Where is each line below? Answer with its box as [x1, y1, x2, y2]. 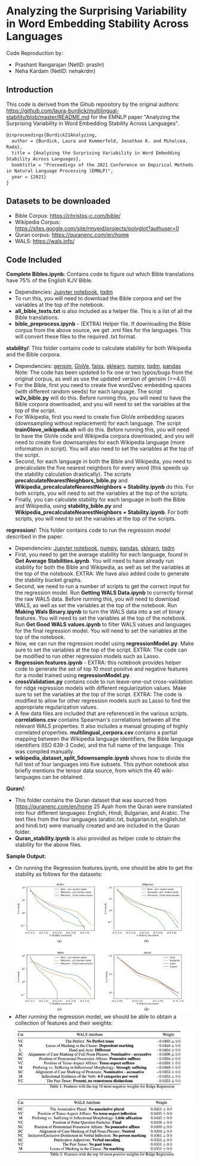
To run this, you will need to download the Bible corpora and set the [14, 295, 182, 302]
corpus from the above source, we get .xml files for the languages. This [14, 327, 191, 334]
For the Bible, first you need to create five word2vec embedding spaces [14, 382, 192, 389]
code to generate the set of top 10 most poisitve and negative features [14, 665, 188, 672]
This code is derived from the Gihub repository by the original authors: [6, 101, 180, 108]
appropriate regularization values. [14, 704, 99, 711]
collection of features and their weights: [14, 1019, 113, 1027]
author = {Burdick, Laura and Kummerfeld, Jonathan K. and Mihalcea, [11, 138, 188, 144]
